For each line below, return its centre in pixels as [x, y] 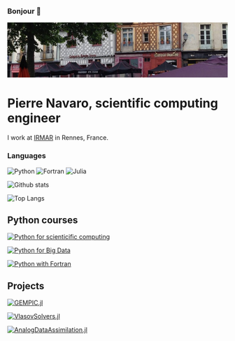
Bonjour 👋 [24, 11]
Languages [27, 156]
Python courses [43, 220]
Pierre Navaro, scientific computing [113, 103]
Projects [26, 286]
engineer [34, 118]
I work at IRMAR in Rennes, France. [58, 138]
